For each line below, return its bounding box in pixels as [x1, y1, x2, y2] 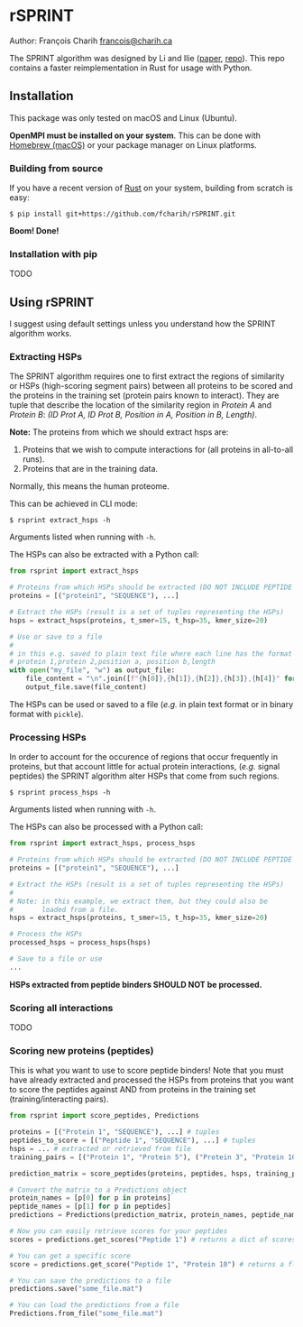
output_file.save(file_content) [25, 683, 147, 692]
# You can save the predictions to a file [9, 1276, 171, 1286]
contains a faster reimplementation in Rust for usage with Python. [9, 62, 252, 73]
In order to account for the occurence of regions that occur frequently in [9, 751, 278, 762]
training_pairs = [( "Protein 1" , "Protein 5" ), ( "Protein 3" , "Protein [9, 1152, 284, 1162]
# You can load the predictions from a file [9, 1301, 179, 1310]
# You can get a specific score [9, 1251, 131, 1260]
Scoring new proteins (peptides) [9, 1044, 154, 1056]
